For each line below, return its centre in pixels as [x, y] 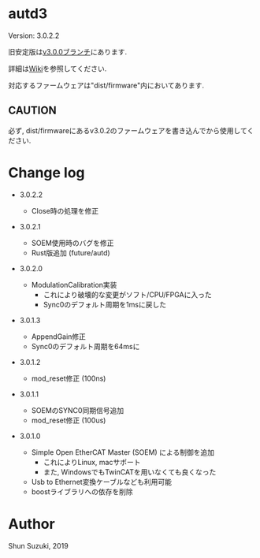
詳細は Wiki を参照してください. [58, 69]
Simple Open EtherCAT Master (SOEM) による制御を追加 [123, 452]
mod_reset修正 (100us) [69, 420]
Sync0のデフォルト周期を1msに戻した [105, 304]
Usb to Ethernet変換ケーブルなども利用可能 [101, 482]
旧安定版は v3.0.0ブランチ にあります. [68, 51]
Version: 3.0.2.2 [34, 35]
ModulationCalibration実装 [74, 285]
